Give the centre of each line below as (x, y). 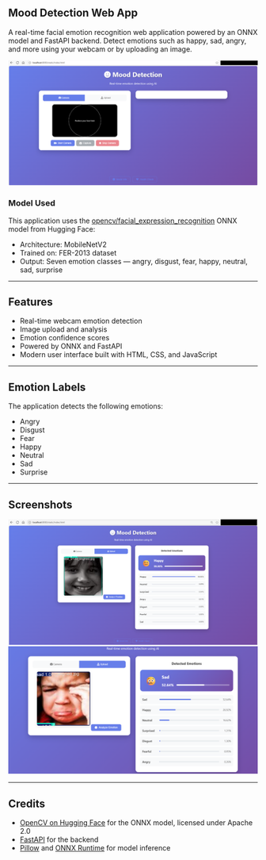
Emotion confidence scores (65, 338)
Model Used (32, 203)
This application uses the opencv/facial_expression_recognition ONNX (123, 221)
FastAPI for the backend (59, 839)
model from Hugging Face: (52, 228)
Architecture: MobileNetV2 (63, 244)
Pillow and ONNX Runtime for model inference (95, 848)
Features (30, 302)
